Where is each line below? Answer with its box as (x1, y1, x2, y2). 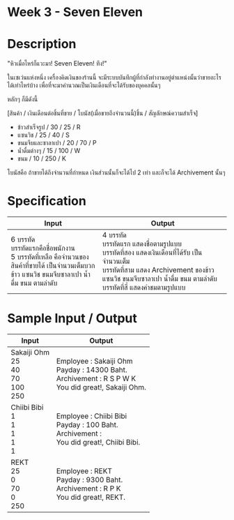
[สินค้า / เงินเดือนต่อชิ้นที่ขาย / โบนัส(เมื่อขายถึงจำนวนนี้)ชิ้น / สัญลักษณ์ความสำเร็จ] (7, 109, 198, 117)
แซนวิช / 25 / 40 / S (17, 131, 70, 140)
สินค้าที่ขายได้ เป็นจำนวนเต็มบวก (10, 261, 95, 271)
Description (7, 36, 77, 52)
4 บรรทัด (102, 230, 127, 240)
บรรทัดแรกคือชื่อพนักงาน (10, 244, 75, 253)
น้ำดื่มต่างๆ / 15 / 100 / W (17, 147, 81, 155)
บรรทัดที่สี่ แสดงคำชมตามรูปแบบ (102, 283, 186, 292)
